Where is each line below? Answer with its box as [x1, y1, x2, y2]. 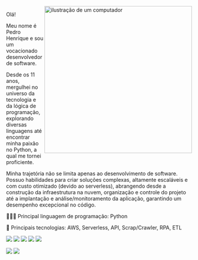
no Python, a [6, 146, 37, 153]
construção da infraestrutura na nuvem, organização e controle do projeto [6, 189, 187, 196]
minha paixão [6, 140, 39, 146]
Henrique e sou [6, 35, 44, 42]
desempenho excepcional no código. [6, 201, 96, 208]
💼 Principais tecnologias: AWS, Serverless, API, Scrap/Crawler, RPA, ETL [6, 224, 182, 231]
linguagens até [6, 128, 42, 134]
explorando [6, 115, 34, 122]
